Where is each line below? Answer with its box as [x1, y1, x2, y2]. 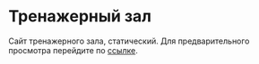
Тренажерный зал [8, 6, 151, 27]
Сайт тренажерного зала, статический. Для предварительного [8, 36, 250, 46]
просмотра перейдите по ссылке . [8, 44, 138, 55]
